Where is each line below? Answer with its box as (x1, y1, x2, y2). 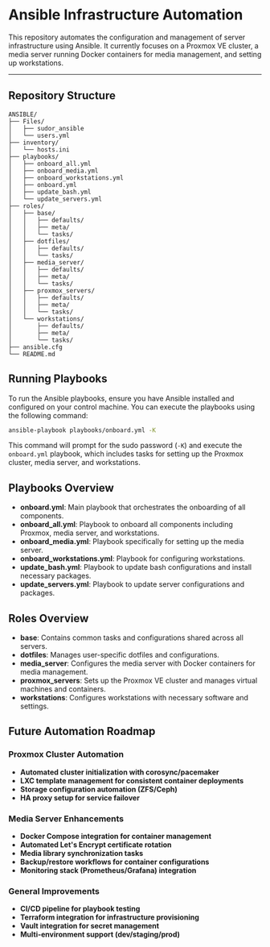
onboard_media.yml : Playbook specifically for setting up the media (19, 537, 244, 546)
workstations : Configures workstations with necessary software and (19, 693, 249, 703)
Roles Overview (8, 611, 89, 625)
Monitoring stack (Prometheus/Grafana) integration (19, 866, 197, 875)
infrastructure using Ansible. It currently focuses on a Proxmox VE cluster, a (8, 40, 259, 50)
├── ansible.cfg (8, 343, 63, 351)
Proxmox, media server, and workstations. (19, 528, 160, 538)
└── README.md (8, 350, 56, 358)
